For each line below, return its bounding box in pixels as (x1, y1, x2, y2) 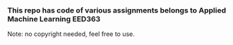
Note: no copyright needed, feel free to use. (7, 30, 136, 38)
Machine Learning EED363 (7, 14, 101, 24)
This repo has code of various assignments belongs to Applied (7, 6, 227, 15)
